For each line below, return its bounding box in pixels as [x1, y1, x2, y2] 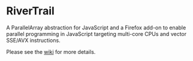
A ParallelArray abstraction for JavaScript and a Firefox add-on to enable [6, 24, 186, 31]
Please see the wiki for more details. [6, 48, 96, 55]
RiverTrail [6, 4, 55, 18]
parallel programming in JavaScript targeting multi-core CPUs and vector [6, 30, 187, 37]
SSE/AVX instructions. [6, 36, 61, 44]
